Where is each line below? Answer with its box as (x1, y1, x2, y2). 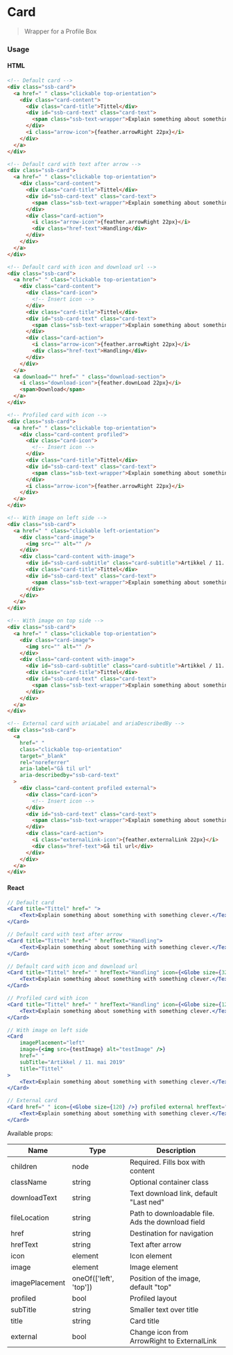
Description (156, 1145, 196, 1155)
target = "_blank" (19, 752, 67, 759)
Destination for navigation (129, 1228, 214, 1238)
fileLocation (10, 1213, 50, 1222)
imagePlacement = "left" (19, 1039, 85, 1047)
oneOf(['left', (71, 1273, 114, 1283)
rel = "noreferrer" (19, 759, 70, 766)
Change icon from (129, 1327, 189, 1337)
